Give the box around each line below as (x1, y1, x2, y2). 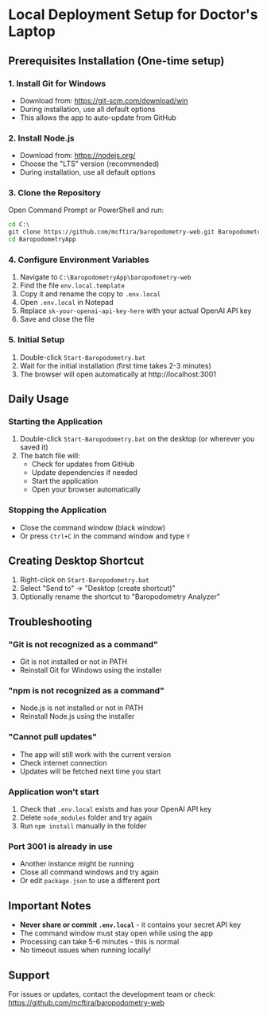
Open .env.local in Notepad (19, 298, 114, 307)
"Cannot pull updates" (8, 731, 98, 743)
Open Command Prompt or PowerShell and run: (8, 205, 164, 215)
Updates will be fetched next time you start (19, 766, 161, 776)
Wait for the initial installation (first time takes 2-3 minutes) (19, 361, 212, 370)
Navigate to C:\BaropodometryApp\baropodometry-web (19, 272, 192, 282)
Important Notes (8, 899, 91, 913)
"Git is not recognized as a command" (8, 639, 159, 650)
